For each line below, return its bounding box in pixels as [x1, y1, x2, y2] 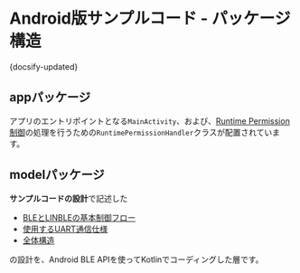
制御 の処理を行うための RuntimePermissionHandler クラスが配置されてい [9, 127, 273, 137]
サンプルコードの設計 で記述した [9, 193, 128, 203]
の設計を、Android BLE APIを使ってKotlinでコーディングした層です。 [9, 254, 264, 265]
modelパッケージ [9, 167, 106, 183]
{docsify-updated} [9, 61, 79, 72]
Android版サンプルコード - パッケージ [9, 8, 291, 29]
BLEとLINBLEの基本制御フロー [22, 212, 136, 222]
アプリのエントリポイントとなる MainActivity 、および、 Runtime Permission [9, 115, 291, 127]
